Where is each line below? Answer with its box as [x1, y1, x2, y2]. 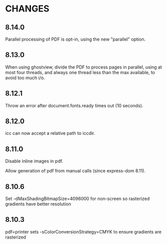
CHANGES [5, 3, 50, 15]
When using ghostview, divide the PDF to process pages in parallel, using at [5, 64, 162, 70]
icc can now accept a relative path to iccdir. [5, 130, 95, 136]
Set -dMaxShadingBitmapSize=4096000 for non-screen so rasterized [5, 196, 150, 202]
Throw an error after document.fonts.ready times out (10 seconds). [5, 102, 143, 108]
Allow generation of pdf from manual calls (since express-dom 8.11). [5, 168, 146, 174]
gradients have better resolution [5, 201, 71, 207]
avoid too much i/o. [5, 75, 45, 81]
